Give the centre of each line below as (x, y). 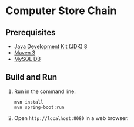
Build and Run (31, 77)
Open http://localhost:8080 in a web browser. (71, 118)
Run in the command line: (45, 91)
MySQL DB (27, 59)
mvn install (29, 102)
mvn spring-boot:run (39, 107)
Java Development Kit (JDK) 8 (51, 46)
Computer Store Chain (61, 11)
